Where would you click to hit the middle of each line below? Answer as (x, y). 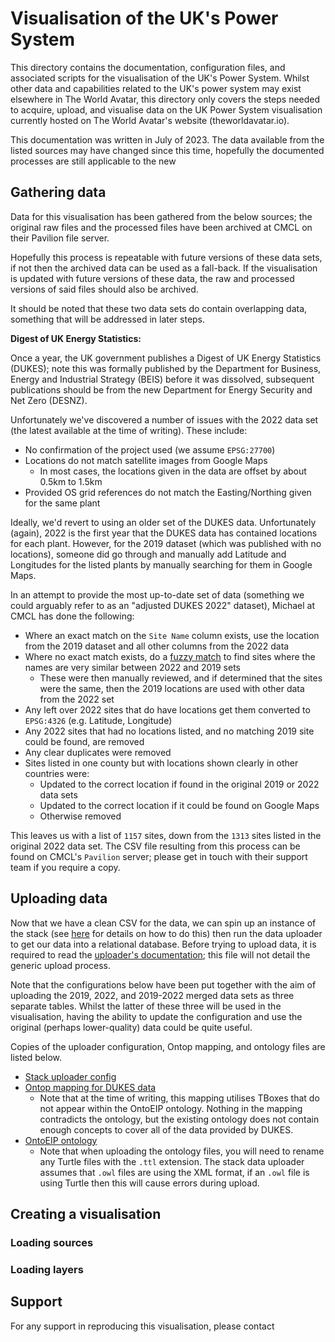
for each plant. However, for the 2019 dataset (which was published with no (166, 543)
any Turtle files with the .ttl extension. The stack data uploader (172, 1161)
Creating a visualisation (86, 1213)
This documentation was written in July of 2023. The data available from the (167, 139)
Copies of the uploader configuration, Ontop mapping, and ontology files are (168, 1046)
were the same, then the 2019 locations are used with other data (172, 688)
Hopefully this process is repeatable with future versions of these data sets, (166, 257)
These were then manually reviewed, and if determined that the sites (181, 678)
